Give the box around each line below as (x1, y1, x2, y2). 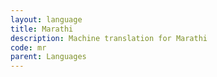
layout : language (10, 14, 83, 25)
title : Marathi (10, 24, 74, 34)
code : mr (10, 42, 47, 53)
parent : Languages (10, 52, 87, 62)
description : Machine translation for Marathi (10, 33, 208, 43)
